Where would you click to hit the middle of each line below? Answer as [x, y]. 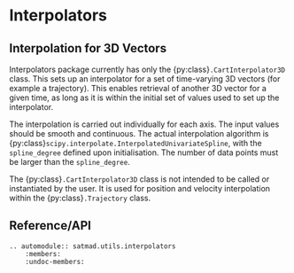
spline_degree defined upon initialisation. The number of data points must [144, 152]
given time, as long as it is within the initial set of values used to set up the [144, 97]
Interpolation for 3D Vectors [88, 48]
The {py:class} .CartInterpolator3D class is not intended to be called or [139, 179]
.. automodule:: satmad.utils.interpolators [93, 246]
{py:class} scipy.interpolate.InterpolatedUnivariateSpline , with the [136, 143]
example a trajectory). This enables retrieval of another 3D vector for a [138, 88]
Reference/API [50, 226]
